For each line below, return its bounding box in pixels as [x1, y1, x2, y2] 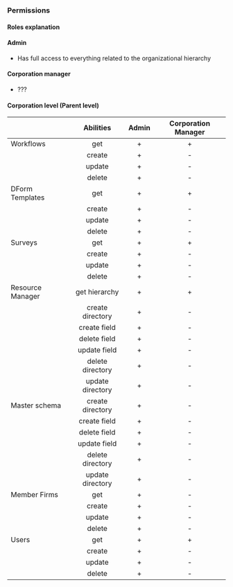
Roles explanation [7, 23, 60, 31]
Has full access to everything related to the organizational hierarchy [17, 54, 212, 62]
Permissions [7, 6, 51, 15]
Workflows [10, 139, 46, 149]
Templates [10, 193, 45, 202]
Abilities [83, 123, 112, 133]
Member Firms [10, 490, 59, 500]
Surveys [10, 238, 38, 247]
